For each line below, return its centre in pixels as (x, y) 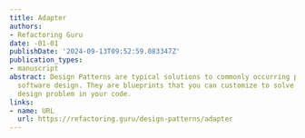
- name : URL (32, 111)
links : (22, 102)
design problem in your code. (74, 94)
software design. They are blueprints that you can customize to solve (156, 85)
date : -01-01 (34, 43)
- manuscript (34, 69)
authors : (26, 26)
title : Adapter (38, 18)
